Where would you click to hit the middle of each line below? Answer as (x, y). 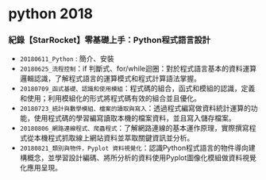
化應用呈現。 (40, 168)
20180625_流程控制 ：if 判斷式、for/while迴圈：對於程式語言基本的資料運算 (138, 69)
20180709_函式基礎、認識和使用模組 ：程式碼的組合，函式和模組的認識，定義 (137, 89)
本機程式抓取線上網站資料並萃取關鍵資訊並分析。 (114, 138)
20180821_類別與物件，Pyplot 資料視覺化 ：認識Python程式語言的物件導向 (134, 148)
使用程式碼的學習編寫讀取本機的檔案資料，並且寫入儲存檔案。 (135, 118)
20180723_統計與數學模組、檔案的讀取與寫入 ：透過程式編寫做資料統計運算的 (135, 109)
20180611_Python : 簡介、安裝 (67, 59)
